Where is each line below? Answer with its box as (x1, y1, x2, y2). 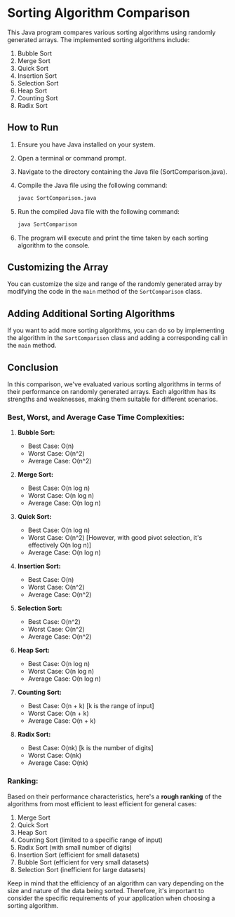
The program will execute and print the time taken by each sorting (17, 233, 208, 242)
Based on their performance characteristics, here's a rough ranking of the (7, 792, 222, 801)
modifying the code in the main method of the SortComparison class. (7, 287, 202, 296)
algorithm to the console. (17, 240, 90, 250)
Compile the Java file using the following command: (17, 181, 168, 189)
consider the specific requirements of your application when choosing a (7, 894, 215, 902)
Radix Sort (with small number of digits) (17, 843, 132, 851)
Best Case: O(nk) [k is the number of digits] (27, 744, 154, 752)
